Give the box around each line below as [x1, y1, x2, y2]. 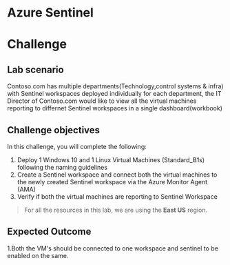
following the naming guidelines [17, 164, 108, 171]
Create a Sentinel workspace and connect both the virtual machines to [17, 170, 218, 179]
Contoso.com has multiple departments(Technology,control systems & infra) [7, 82, 224, 90]
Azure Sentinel [7, 5, 94, 21]
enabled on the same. [7, 251, 69, 259]
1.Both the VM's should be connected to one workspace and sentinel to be [7, 244, 219, 253]
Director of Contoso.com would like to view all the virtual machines [7, 97, 197, 105]
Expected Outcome [7, 226, 92, 237]
